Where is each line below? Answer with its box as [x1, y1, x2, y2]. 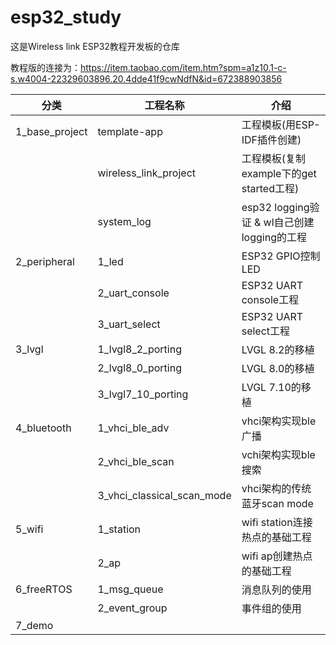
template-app [97, 124, 163, 138]
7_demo [15, 618, 54, 632]
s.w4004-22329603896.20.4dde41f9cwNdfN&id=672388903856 [10, 72, 283, 85]
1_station [97, 522, 142, 536]
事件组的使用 [241, 601, 302, 615]
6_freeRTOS [15, 582, 73, 596]
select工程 [241, 324, 291, 338]
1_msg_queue [97, 582, 164, 596]
